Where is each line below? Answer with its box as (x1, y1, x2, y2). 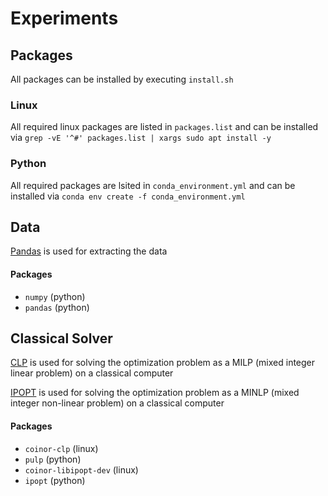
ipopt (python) (24, 474, 86, 486)
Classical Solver (10, 330, 113, 347)
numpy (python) (24, 290, 86, 302)
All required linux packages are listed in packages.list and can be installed (10, 121, 319, 133)
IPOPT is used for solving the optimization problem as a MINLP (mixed (10, 387, 300, 399)
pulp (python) (24, 453, 82, 465)
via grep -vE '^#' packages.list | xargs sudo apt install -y (10, 132, 272, 144)
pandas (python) (24, 301, 90, 313)
